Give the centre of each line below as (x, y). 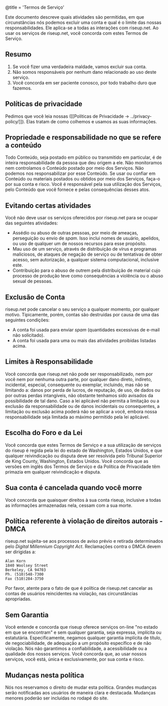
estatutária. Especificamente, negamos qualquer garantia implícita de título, (83, 638)
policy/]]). (15, 121)
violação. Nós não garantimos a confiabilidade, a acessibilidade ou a (76, 648)
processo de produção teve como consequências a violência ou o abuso (88, 276)
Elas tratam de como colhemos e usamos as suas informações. (92, 121)
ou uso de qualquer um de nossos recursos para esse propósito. (79, 244)
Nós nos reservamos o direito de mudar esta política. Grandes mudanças (81, 687)
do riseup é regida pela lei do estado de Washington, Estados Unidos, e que (84, 450)
